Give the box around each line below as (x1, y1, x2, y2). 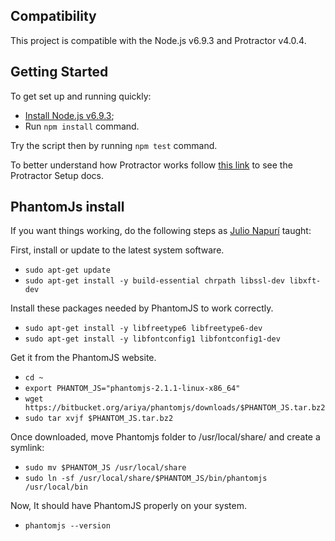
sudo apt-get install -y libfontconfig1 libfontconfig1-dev (24, 334, 281, 344)
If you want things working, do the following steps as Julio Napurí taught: (10, 225, 312, 237)
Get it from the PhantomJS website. (10, 352, 157, 364)
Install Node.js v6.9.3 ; (24, 109, 115, 121)
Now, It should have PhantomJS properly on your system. (10, 500, 247, 512)
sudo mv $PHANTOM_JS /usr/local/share (24, 463, 187, 473)
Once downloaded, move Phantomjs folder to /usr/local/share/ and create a (10, 431, 321, 443)
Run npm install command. (24, 120, 140, 132)
